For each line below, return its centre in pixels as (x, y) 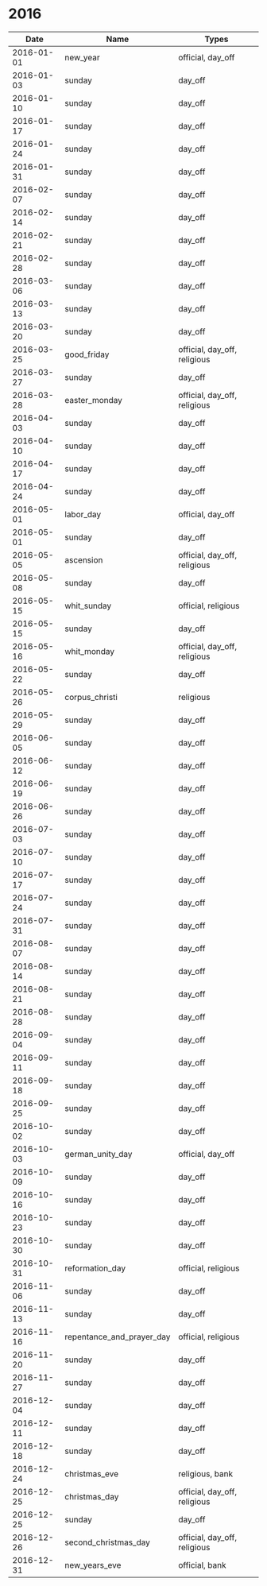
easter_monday (94, 400)
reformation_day (95, 1268)
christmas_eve (92, 1473)
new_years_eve (93, 1565)
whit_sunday (88, 605)
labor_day (83, 514)
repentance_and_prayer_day (118, 1336)
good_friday (87, 354)
